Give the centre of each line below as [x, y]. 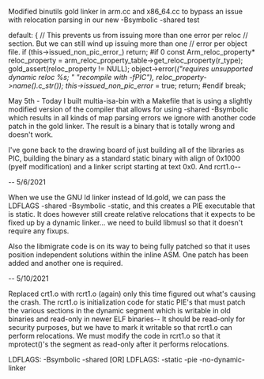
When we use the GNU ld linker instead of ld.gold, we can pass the [117, 197]
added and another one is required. [66, 263]
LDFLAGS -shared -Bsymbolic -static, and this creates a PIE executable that [132, 206]
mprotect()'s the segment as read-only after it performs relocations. [119, 344]
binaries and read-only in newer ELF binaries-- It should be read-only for [127, 319]
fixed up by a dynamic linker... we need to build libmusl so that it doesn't [126, 222]
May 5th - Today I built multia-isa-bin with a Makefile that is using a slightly [130, 101]
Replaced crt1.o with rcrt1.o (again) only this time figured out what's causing [132, 294]
